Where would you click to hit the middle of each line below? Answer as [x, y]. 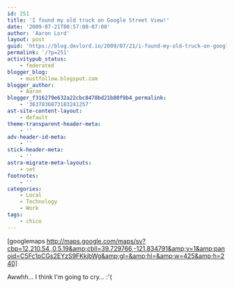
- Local [31, 195]
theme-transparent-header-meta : [54, 124]
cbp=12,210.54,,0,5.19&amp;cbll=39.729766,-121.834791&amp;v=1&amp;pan [116, 248]
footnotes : [23, 176]
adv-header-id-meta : [37, 137]
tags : [15, 215]
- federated [37, 66]
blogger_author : [31, 85]
